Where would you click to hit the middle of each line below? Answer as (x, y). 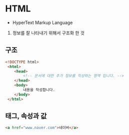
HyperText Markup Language (42, 22)
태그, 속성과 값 (26, 116)
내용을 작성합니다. (39, 90)
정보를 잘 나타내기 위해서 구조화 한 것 (48, 32)
